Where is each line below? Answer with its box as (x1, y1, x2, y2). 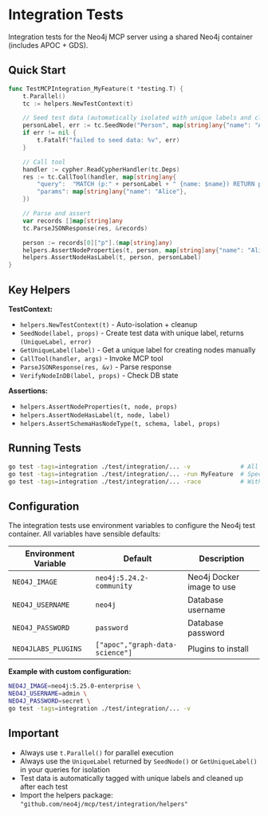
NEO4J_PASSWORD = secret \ (8, 696, 91, 705)
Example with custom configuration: (8, 667, 132, 676)
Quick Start (8, 64, 66, 77)
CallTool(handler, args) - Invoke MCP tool (19, 353, 164, 363)
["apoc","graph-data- (95, 641, 178, 649)
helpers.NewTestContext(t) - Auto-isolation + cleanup (19, 319, 198, 329)
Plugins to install (187, 644, 249, 655)
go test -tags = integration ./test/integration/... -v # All (8, 463, 259, 471)
